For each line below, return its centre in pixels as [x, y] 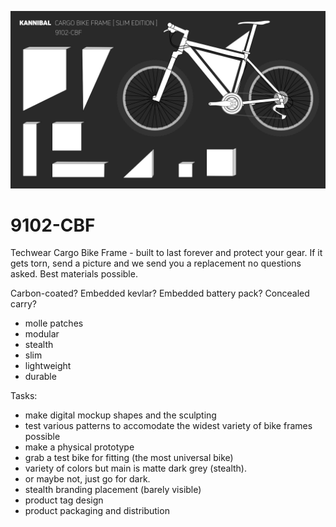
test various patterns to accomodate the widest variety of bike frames [168, 426]
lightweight [48, 366]
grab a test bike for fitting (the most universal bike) [129, 458]
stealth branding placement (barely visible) [113, 490]
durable [40, 377]
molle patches [54, 323]
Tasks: [24, 396]
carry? [23, 304]
